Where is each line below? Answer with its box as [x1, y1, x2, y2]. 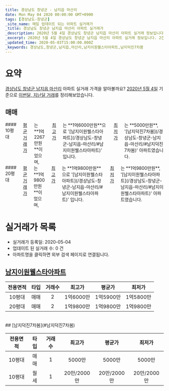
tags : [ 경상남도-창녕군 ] [5, 17, 50, 22]
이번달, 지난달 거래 [18, 91, 55, 98]
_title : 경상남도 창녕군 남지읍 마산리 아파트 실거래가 [5, 26, 104, 31]
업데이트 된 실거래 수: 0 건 [12, 245, 64, 251]
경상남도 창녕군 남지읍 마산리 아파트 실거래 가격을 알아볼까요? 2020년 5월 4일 [5, 85, 158, 91]
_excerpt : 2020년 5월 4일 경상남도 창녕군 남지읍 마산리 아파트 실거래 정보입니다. [5, 36, 157, 41]
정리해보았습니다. [60, 91, 94, 98]
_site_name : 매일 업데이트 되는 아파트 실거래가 [5, 21, 93, 27]
